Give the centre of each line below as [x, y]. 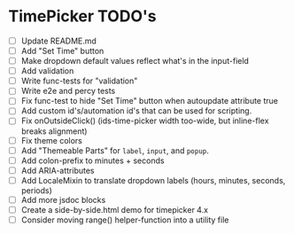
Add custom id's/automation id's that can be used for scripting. [136, 111]
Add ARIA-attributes [58, 170]
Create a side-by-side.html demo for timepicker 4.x [115, 209]
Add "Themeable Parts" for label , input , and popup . [115, 150]
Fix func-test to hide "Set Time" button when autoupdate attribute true [149, 101]
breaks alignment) [54, 131]
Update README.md [58, 41]
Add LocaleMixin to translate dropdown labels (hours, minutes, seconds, [153, 180]
